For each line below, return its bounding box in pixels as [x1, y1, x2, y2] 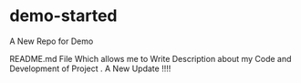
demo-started [9, 5, 118, 26]
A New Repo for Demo [9, 36, 94, 47]
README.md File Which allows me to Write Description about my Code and [9, 53, 292, 64]
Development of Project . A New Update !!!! [9, 63, 171, 74]
